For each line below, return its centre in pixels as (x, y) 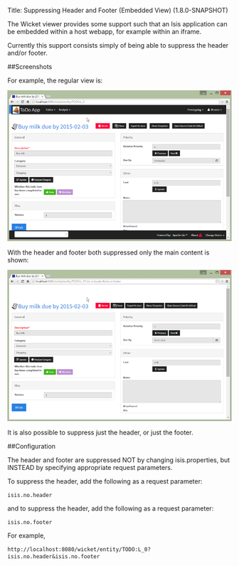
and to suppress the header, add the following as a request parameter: (111, 508)
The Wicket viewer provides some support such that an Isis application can (117, 24)
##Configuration (31, 446)
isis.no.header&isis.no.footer (54, 556)
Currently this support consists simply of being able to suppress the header (118, 45)
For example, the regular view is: (55, 80)
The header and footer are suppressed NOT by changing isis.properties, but (119, 460)
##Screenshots (30, 66)
